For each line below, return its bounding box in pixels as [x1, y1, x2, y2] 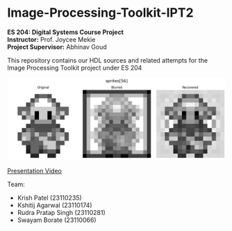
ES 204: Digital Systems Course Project [7, 28, 124, 36]
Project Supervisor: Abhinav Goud [7, 42, 108, 51]
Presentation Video [7, 166, 63, 175]
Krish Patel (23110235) [17, 193, 82, 202]
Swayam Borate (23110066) [17, 216, 97, 224]
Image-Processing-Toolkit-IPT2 [7, 5, 194, 21]
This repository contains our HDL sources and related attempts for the [7, 56, 208, 64]
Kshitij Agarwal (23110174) [17, 200, 92, 209]
